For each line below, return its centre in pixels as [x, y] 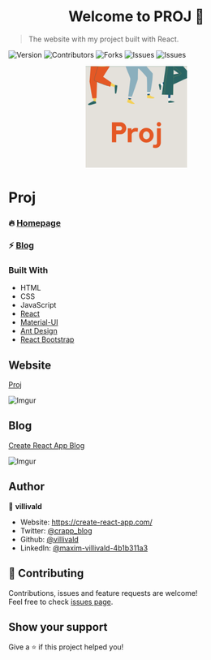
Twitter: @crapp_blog [56, 530]
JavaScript [38, 305]
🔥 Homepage [34, 223]
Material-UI [39, 322]
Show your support [58, 627]
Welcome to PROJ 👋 [136, 17]
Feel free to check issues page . [61, 602]
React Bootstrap [47, 339]
